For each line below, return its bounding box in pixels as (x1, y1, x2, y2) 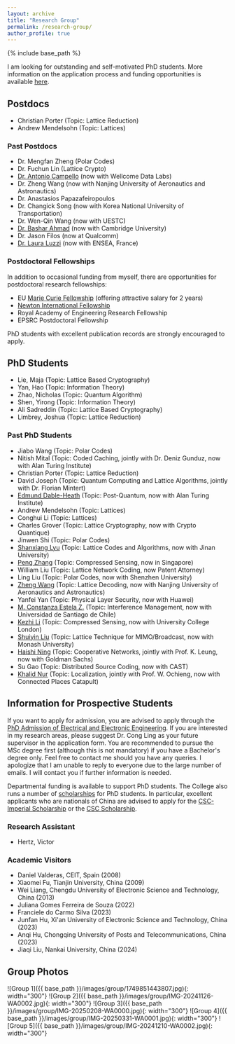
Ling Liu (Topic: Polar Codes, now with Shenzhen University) (17, 572, 192, 582)
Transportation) (17, 210, 63, 218)
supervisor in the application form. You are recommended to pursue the (7, 739, 214, 747)
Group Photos (7, 966, 69, 977)
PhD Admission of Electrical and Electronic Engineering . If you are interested (7, 723, 228, 732)
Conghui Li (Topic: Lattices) (17, 513, 97, 522)
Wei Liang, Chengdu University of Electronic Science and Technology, (17, 886, 220, 894)
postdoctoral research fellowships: (7, 280, 107, 288)
